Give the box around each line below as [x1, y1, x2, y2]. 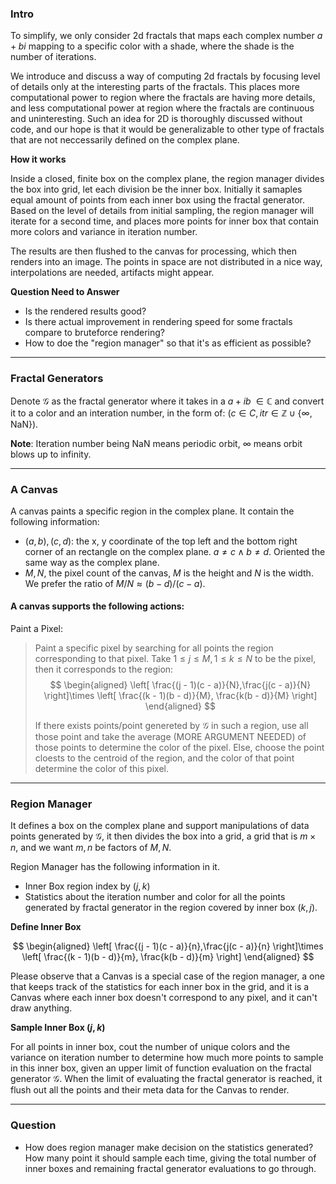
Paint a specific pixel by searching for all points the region [34, 642, 274, 654]
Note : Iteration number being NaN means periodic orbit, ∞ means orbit [10, 437, 303, 449]
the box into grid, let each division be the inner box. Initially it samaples [10, 183, 303, 196]
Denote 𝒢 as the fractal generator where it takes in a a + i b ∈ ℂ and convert [10, 395, 325, 407]
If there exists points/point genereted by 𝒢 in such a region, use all [34, 720, 309, 732]
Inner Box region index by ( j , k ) [24, 880, 151, 892]
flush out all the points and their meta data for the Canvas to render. [10, 1084, 290, 1096]
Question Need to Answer [10, 286, 120, 298]
